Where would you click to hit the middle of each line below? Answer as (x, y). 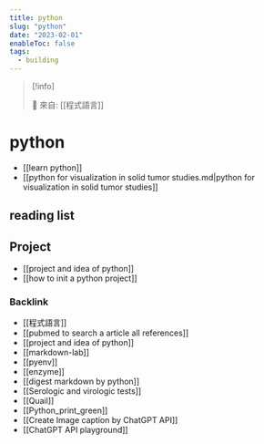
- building (38, 60)
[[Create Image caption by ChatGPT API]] (100, 420)
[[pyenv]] (40, 362)
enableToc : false (42, 43)
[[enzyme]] (44, 372)
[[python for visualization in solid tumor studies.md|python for (138, 177)
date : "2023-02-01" (46, 35)
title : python (36, 18)
